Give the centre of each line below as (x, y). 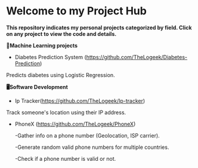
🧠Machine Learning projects (42, 45)
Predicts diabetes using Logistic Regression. (61, 75)
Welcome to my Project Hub (77, 11)
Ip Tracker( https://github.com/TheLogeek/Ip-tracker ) (80, 100)
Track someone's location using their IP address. (66, 112)
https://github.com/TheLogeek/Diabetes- (137, 57)
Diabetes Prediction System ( (50, 57)
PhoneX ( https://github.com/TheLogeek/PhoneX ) (75, 124)
